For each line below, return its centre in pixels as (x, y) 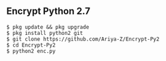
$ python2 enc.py (31, 51)
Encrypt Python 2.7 (48, 11)
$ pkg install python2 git (45, 33)
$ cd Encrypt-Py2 (31, 45)
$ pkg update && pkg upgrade (48, 27)
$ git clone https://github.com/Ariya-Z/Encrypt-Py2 (83, 39)
